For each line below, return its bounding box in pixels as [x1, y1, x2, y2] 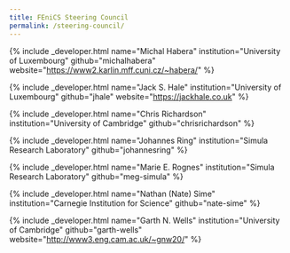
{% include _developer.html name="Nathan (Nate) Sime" [9, 188, 216, 199]
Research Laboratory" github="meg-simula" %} [9, 170, 184, 182]
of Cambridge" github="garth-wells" [9, 224, 143, 235]
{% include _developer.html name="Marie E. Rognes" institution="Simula [9, 162, 275, 172]
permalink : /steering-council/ [9, 21, 125, 30]
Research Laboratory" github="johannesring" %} [9, 144, 188, 155]
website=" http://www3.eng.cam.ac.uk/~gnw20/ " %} [9, 233, 202, 244]
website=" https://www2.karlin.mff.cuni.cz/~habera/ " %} [9, 64, 216, 75]
